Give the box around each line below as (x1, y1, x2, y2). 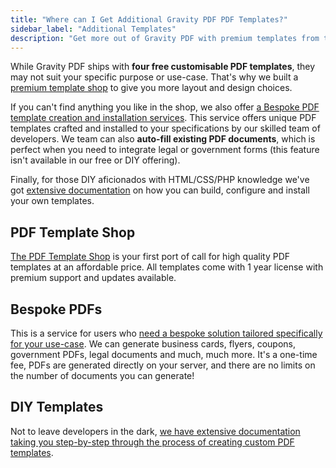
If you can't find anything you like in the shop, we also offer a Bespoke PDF (10, 101, 320, 113)
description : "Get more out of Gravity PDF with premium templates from (10, 33, 320, 43)
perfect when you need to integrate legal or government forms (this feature (10, 144, 320, 156)
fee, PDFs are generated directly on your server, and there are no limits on (10, 359, 316, 371)
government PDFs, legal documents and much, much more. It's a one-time (10, 349, 318, 360)
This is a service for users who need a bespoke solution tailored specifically (10, 327, 323, 339)
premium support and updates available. (10, 272, 177, 284)
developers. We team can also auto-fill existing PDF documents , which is (10, 133, 316, 145)
